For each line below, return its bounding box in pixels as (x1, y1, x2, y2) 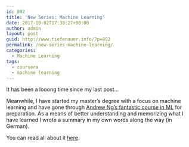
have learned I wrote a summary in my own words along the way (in (6, 117, 172, 124)
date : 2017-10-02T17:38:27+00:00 (6, 20, 89, 26)
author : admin (6, 25, 42, 32)
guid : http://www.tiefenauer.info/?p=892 (6, 36, 111, 42)
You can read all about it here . (6, 135, 80, 142)
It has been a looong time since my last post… (6, 86, 119, 93)
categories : (6, 48, 36, 54)
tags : (6, 58, 20, 64)
